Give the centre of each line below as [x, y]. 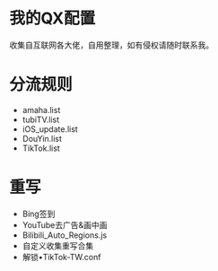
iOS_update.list [50, 129]
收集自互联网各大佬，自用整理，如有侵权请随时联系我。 [111, 45]
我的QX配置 [52, 18]
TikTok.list [41, 148]
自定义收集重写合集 [58, 245]
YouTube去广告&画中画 [65, 224]
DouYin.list [42, 138]
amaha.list [41, 109]
